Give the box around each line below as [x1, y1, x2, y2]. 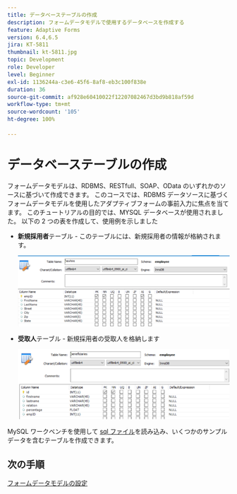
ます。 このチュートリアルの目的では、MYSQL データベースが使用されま [7, 208, 217, 216]
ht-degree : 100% [7, 116, 55, 123]
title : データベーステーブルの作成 [7, 11, 97, 18]
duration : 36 [7, 86, 46, 93]
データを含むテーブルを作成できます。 [7, 435, 118, 445]
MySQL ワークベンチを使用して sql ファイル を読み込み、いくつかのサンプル [7, 427, 228, 435]
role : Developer [7, 64, 55, 71]
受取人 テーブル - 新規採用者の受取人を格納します [17, 334, 160, 343]
